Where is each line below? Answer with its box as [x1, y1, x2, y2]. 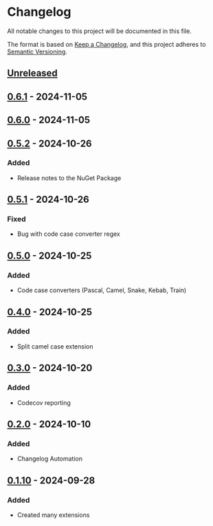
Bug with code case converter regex [16, 230, 120, 238]
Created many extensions [16, 510, 90, 519]
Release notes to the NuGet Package [16, 173, 122, 182]
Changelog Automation [16, 454, 83, 463]
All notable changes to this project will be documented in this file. [7, 27, 192, 35]
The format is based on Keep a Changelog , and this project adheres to [7, 40, 206, 48]
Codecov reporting [16, 398, 71, 406]
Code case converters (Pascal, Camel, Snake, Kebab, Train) [16, 286, 187, 294]
